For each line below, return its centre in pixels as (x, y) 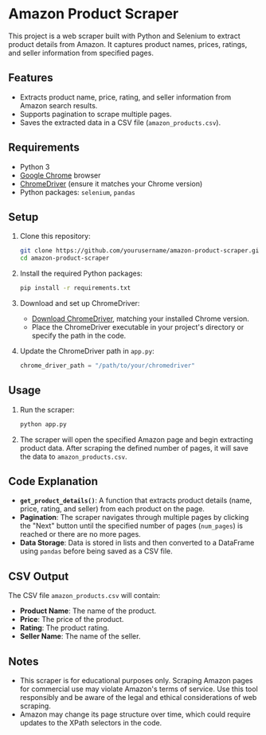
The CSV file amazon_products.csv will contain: (84, 596)
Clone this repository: (55, 237)
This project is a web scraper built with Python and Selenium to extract (124, 36)
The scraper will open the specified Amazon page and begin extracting (136, 440)
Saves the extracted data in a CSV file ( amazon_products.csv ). (120, 122)
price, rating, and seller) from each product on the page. (112, 509)
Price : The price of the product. (72, 620)
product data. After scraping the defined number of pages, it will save (134, 448)
